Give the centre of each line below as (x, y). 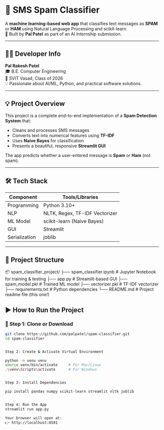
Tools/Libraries (80, 197)
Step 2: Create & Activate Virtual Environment (54, 352)
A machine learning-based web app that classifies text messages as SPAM (82, 23)
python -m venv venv (26, 361)
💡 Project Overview (35, 104)
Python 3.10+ (59, 205)
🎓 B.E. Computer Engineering (35, 71)
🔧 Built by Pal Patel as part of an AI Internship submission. (63, 34)
